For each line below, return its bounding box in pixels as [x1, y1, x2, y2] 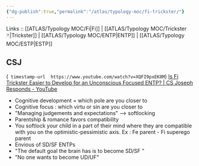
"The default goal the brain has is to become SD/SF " [14, 148, 144, 155]
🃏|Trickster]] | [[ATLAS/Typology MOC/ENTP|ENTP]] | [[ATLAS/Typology [6, 31, 185, 39]
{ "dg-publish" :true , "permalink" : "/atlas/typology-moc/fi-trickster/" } [6, 8, 185, 15]
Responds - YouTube [6, 85, 58, 92]
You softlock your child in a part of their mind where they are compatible [14, 122, 192, 129]
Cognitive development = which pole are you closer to [14, 97, 147, 104]
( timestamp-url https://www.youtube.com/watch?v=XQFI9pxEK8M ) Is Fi [6, 73, 179, 80]
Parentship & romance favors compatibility [14, 116, 119, 123]
